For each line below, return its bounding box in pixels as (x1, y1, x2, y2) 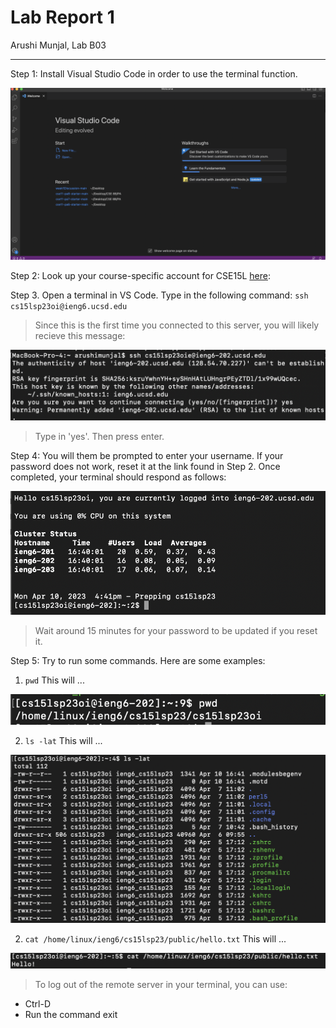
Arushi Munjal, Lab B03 (10, 39, 107, 51)
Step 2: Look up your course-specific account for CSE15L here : (10, 269, 272, 281)
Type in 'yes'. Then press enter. (34, 430, 165, 442)
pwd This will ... (24, 674, 85, 686)
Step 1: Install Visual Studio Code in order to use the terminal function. (10, 67, 298, 80)
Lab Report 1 (10, 6, 115, 29)
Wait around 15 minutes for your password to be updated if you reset (34, 625, 318, 637)
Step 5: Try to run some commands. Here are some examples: (10, 655, 266, 667)
